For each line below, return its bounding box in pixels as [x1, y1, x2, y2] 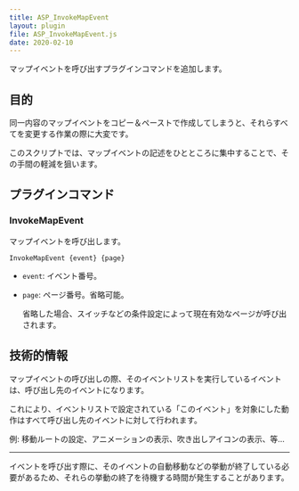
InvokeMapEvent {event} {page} [9, 253, 125, 263]
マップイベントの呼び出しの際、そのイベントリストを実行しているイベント [9, 373, 282, 384]
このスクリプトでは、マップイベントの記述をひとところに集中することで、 [9, 148, 282, 159]
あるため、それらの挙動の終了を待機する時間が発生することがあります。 [24, 471, 289, 482]
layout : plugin [9, 21, 66, 30]
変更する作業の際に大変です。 [24, 128, 133, 139]
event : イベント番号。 [21, 270, 102, 281]
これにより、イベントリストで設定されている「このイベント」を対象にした [9, 403, 282, 414]
